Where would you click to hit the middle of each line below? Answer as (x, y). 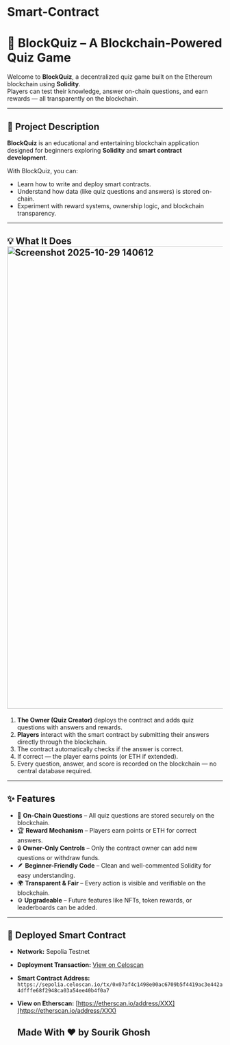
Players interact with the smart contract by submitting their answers (113, 734)
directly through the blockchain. (62, 742)
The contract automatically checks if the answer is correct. (100, 749)
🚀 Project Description (53, 126)
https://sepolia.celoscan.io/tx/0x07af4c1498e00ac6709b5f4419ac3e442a (120, 985)
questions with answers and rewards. (70, 727)
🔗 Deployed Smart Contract (67, 935)
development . (27, 158)
